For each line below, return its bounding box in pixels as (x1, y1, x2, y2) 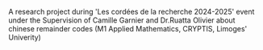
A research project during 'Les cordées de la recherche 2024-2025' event (8, 7, 255, 16)
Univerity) (8, 32, 42, 42)
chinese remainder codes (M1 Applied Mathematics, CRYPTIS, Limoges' (8, 24, 248, 33)
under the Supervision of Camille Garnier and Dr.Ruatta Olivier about (8, 15, 236, 25)
